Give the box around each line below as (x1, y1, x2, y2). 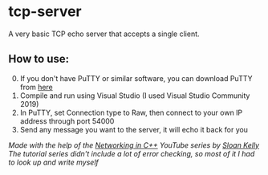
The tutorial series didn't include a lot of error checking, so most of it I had (8, 149, 255, 158)
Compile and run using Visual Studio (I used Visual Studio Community (19, 91, 250, 100)
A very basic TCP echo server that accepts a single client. (8, 29, 200, 39)
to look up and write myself (8, 157, 99, 167)
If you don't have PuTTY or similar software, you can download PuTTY (19, 73, 253, 83)
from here (19, 82, 54, 92)
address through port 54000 (19, 116, 115, 126)
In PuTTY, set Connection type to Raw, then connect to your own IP (19, 108, 243, 117)
